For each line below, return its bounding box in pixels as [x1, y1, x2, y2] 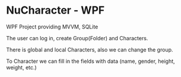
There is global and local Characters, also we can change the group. [6, 46, 173, 53]
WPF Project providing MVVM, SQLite [6, 23, 99, 30]
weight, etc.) [6, 63, 37, 71]
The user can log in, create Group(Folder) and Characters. [6, 34, 148, 41]
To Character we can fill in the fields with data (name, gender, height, [6, 57, 175, 65]
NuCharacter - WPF [6, 4, 105, 17]
